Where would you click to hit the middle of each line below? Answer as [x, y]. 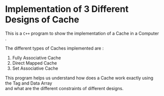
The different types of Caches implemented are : [54, 48]
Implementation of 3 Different [67, 9]
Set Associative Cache [35, 68]
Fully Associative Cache [36, 57]
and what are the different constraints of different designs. [65, 88]
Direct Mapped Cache [34, 63]
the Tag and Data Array [29, 83]
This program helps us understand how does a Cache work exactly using [79, 78]
